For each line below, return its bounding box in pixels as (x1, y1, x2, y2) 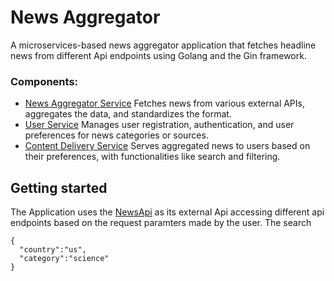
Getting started (10, 179, 108, 196)
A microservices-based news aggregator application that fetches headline (10, 39, 317, 51)
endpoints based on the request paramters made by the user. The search (10, 217, 312, 229)
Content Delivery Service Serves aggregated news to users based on (24, 140, 311, 152)
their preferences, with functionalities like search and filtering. (24, 151, 281, 163)
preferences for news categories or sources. (24, 129, 209, 141)
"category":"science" (19, 254, 110, 264)
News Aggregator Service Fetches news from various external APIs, (24, 97, 305, 110)
